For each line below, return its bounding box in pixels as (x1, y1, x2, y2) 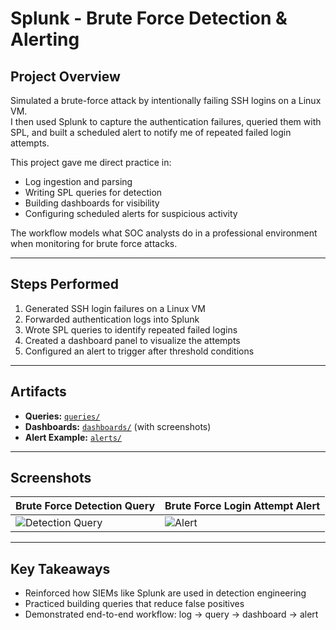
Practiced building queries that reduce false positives (24, 598, 245, 610)
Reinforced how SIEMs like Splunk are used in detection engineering (24, 587, 307, 599)
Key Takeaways (10, 560, 111, 577)
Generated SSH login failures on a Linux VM (24, 302, 206, 314)
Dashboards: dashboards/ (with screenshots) (24, 420, 212, 432)
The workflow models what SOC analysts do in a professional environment (10, 227, 318, 239)
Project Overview (10, 68, 121, 85)
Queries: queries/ (24, 410, 101, 422)
